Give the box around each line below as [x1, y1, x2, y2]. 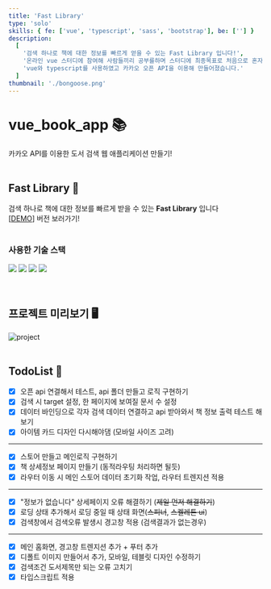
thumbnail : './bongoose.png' [8, 79, 106, 87]
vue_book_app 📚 [8, 115, 127, 134]
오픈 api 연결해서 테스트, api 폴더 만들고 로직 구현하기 [19, 386, 189, 396]
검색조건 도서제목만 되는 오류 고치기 [19, 562, 133, 571]
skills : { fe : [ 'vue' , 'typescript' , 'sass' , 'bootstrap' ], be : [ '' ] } [8, 27, 255, 35]
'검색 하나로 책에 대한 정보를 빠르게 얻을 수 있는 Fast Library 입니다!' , [23, 49, 244, 57]
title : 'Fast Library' [8, 11, 85, 20]
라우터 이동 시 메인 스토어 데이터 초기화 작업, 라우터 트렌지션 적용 [19, 472, 224, 482]
